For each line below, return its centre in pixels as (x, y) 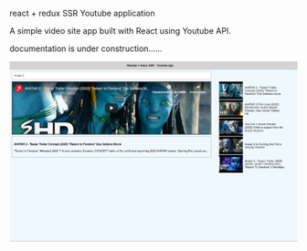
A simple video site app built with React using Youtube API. (120, 31)
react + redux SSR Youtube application (82, 13)
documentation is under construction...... (86, 48)
